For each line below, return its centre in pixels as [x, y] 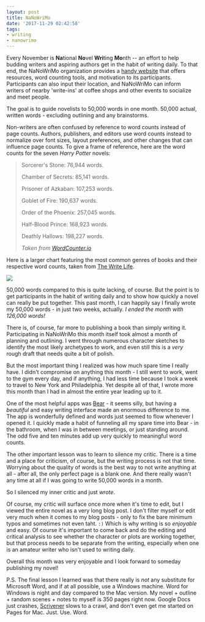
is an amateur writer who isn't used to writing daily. [71, 549]
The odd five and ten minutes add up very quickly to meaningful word [94, 436]
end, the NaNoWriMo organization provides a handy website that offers [96, 71]
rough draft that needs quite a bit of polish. [60, 354]
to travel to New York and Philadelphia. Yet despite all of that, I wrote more [100, 385]
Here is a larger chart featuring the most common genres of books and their [102, 260]
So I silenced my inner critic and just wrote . [61, 492]
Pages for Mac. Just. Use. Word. [47, 612]
